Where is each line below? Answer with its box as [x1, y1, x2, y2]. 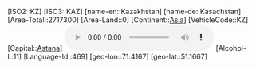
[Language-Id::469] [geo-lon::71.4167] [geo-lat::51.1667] [22, 52, 208, 61]
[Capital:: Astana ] [7, 44, 63, 52]
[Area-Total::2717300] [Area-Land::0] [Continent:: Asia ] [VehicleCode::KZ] [7, 15, 249, 25]
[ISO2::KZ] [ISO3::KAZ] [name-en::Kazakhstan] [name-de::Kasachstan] [7, 7, 242, 16]
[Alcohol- [215, 44, 246, 52]
